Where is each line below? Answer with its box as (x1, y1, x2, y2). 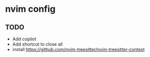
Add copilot (12, 36, 36, 42)
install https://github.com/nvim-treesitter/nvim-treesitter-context (12, 47, 145, 52)
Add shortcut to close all (12, 41, 63, 47)
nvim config (5, 3, 56, 15)
